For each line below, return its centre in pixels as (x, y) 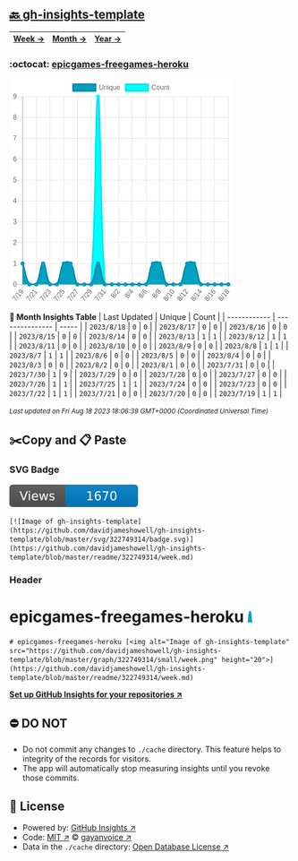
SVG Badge (34, 469)
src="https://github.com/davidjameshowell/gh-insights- (115, 650)
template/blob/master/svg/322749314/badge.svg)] (102, 539)
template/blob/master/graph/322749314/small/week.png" (114, 659)
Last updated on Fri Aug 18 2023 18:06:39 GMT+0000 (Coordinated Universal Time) (139, 411)
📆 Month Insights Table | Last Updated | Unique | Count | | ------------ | (142, 317)
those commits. (51, 778)
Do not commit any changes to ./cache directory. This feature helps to (152, 749)
